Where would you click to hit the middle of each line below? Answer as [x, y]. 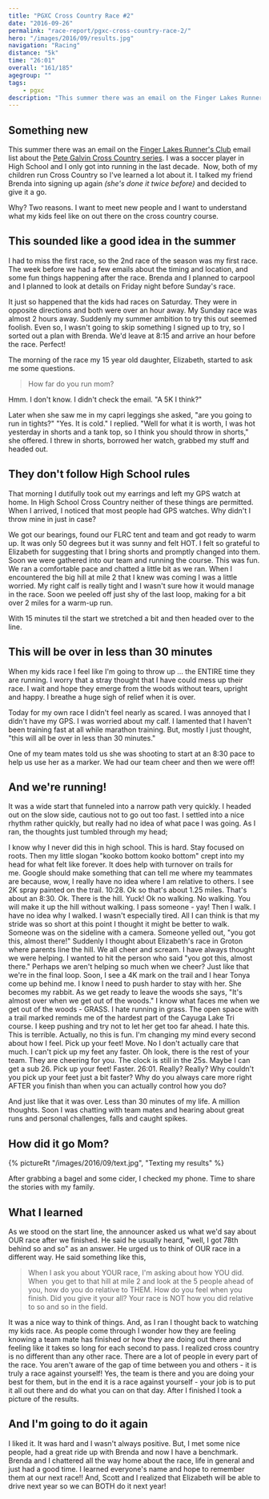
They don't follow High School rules [99, 474]
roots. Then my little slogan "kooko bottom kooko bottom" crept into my [126, 856]
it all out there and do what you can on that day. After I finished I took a [125, 1390]
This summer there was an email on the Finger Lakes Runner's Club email [129, 150]
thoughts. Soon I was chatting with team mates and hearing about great [126, 1110]
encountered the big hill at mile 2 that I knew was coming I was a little [123, 577]
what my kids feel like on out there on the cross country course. [113, 216]
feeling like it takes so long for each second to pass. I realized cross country [134, 1347]
